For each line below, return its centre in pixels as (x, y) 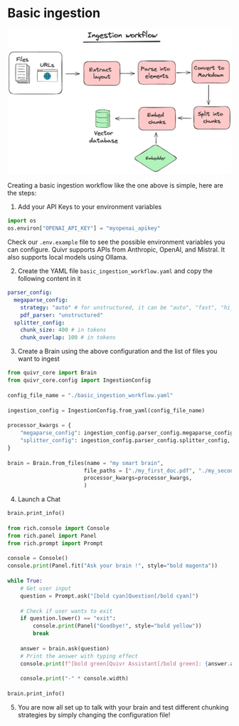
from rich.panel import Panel (52, 536)
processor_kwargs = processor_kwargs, (138, 478)
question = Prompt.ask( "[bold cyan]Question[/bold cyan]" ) (110, 596)
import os (22, 221)
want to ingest (39, 359)
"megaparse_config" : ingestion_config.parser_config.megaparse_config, (128, 433)
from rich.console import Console (59, 528)
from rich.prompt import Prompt (55, 543)
